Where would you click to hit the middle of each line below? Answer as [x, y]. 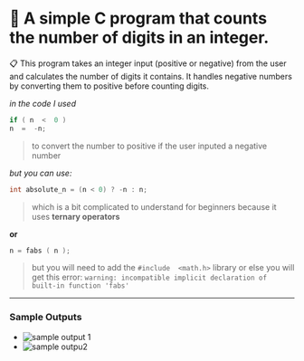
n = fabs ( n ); [40, 251]
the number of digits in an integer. [139, 38]
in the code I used [43, 103]
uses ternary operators [76, 216]
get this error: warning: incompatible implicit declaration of [149, 277]
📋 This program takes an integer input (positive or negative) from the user [148, 63]
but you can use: [41, 173]
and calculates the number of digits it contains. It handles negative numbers [151, 76]
